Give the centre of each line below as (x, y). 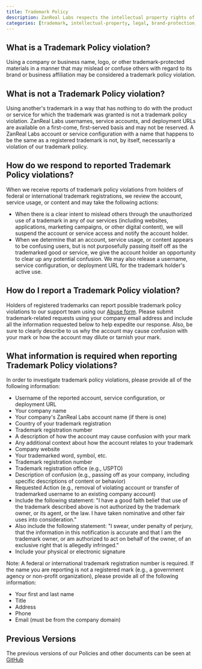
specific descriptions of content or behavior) (70, 481)
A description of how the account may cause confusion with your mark (103, 436)
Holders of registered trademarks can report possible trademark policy (94, 305)
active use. (29, 271)
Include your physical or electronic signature (70, 551)
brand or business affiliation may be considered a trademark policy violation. (101, 75)
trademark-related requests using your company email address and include (99, 318)
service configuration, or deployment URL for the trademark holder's (100, 265)
